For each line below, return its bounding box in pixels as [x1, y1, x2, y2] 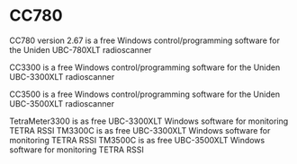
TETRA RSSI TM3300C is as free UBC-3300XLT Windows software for [9, 125, 271, 135]
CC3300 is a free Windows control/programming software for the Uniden [9, 62, 281, 73]
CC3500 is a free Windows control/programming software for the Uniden [9, 89, 281, 99]
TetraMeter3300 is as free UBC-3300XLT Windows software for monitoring [9, 116, 289, 126]
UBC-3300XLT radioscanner [9, 71, 115, 82]
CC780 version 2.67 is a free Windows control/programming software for [9, 35, 281, 46]
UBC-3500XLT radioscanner [9, 98, 115, 108]
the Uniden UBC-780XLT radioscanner [9, 44, 152, 55]
